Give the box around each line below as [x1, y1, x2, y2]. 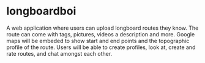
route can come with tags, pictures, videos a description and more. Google [6, 30, 195, 38]
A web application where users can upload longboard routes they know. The [6, 24, 199, 31]
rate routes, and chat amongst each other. [6, 50, 113, 57]
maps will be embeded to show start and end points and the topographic [6, 37, 190, 44]
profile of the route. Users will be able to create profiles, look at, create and [6, 44, 196, 51]
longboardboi [6, 4, 76, 18]
